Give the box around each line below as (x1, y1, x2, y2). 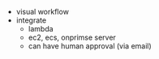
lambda (28, 24, 54, 33)
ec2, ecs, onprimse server (28, 32, 116, 42)
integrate (15, 15, 47, 25)
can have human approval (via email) (28, 41, 152, 51)
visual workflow (15, 7, 69, 16)
